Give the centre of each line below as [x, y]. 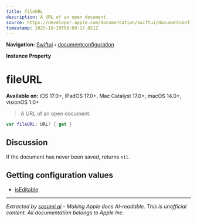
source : [16, 22]
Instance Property [29, 56]
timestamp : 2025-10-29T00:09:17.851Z [52, 28]
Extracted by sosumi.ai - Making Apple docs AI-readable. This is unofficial [96, 206]
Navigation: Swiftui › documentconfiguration [60, 45]
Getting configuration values [60, 175]
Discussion [27, 142]
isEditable [26, 189]
